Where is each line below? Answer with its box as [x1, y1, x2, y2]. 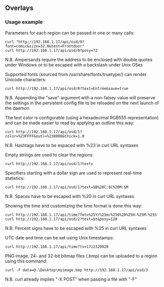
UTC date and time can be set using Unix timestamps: [5, 234, 114, 240]
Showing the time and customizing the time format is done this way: [5, 202, 142, 208]
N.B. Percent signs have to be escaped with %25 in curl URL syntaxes [5, 225, 147, 231]
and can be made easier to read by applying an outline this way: [5, 120, 135, 126]
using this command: [5, 258, 48, 264]
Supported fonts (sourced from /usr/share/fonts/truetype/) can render [5, 71, 147, 77]
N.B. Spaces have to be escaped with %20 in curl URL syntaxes [5, 193, 135, 199]
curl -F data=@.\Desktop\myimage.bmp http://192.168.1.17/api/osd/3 [5, 267, 148, 272]
